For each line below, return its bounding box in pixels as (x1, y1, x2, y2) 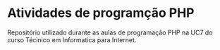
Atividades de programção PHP (7, 5, 195, 21)
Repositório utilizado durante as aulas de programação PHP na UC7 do (7, 28, 213, 37)
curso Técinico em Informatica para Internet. (7, 35, 137, 44)
